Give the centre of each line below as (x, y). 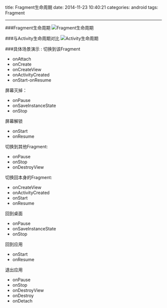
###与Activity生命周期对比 (32, 38)
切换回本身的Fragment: (29, 177)
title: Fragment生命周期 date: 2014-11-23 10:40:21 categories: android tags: (82, 7)
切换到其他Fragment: (27, 147)
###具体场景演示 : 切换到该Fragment (43, 49)
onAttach (22, 59)
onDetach (22, 301)
